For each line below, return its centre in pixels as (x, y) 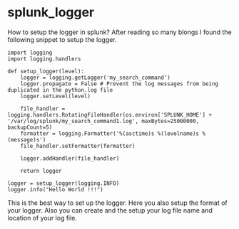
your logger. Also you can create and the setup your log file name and (110, 210)
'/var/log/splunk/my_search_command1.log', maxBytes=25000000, (103, 121)
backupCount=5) (30, 127)
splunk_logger (51, 12)
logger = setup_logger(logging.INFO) (63, 183)
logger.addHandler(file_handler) (70, 158)
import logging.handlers (44, 59)
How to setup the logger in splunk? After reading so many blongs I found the (119, 32)
